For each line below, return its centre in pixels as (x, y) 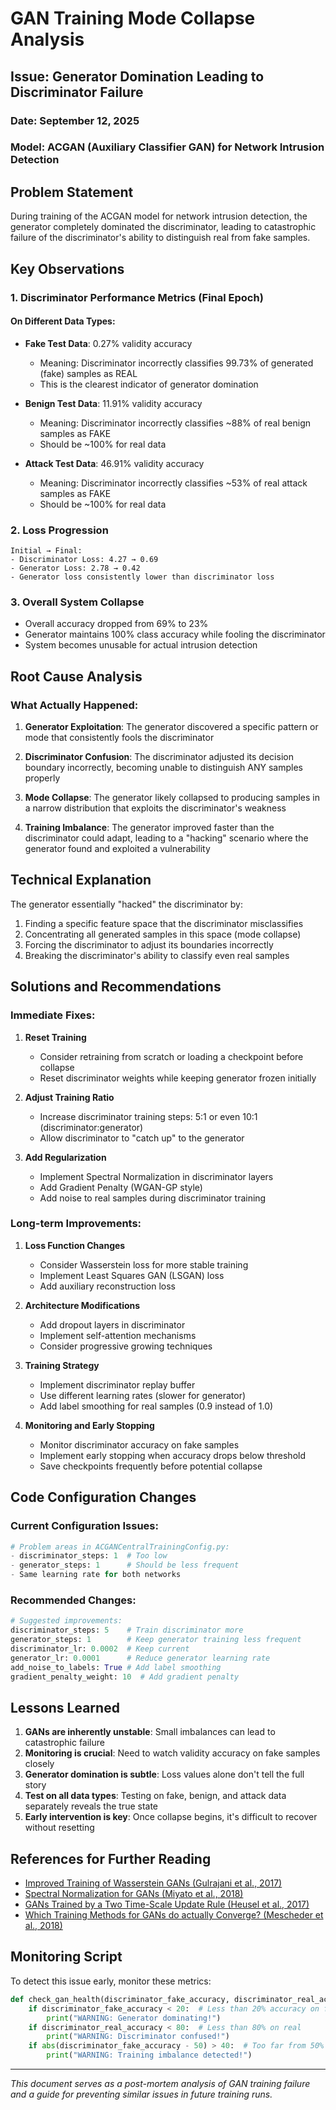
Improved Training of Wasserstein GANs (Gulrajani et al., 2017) (153, 1883)
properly (42, 778)
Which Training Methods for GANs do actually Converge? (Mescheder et (174, 1915)
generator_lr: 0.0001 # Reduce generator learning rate (140, 1658)
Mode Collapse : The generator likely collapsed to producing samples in (172, 798)
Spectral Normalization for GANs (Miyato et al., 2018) (134, 1894)
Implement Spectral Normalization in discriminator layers (156, 1176)
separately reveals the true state (91, 1806)
